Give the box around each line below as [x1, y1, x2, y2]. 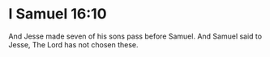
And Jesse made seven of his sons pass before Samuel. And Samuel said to [8, 31, 262, 41]
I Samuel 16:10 [8, 5, 107, 23]
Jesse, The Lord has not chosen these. [8, 39, 139, 49]
